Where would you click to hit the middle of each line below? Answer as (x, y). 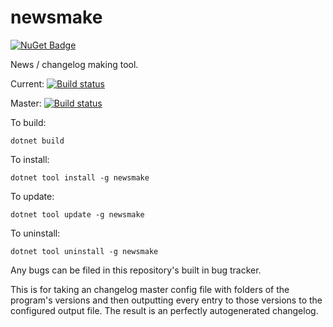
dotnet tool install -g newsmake (80, 177)
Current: (27, 83)
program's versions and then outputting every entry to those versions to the (166, 300)
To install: (30, 159)
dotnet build (37, 141)
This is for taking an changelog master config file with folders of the (150, 289)
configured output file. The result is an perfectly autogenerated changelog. (164, 310)
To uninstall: (35, 233)
